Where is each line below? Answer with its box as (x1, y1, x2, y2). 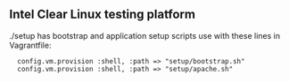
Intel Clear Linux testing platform (9, 7, 196, 22)
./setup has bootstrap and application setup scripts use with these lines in (9, 30, 281, 41)
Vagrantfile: (9, 40, 52, 50)
